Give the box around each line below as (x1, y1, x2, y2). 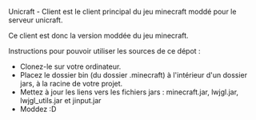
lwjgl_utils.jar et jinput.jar (19, 96, 102, 105)
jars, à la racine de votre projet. (19, 79, 123, 88)
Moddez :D (19, 104, 57, 114)
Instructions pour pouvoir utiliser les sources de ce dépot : (8, 46, 202, 55)
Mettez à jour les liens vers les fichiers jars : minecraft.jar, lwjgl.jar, (19, 87, 238, 97)
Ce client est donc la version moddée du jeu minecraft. (8, 31, 190, 40)
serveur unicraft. (8, 15, 63, 25)
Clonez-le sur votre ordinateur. (19, 62, 122, 71)
